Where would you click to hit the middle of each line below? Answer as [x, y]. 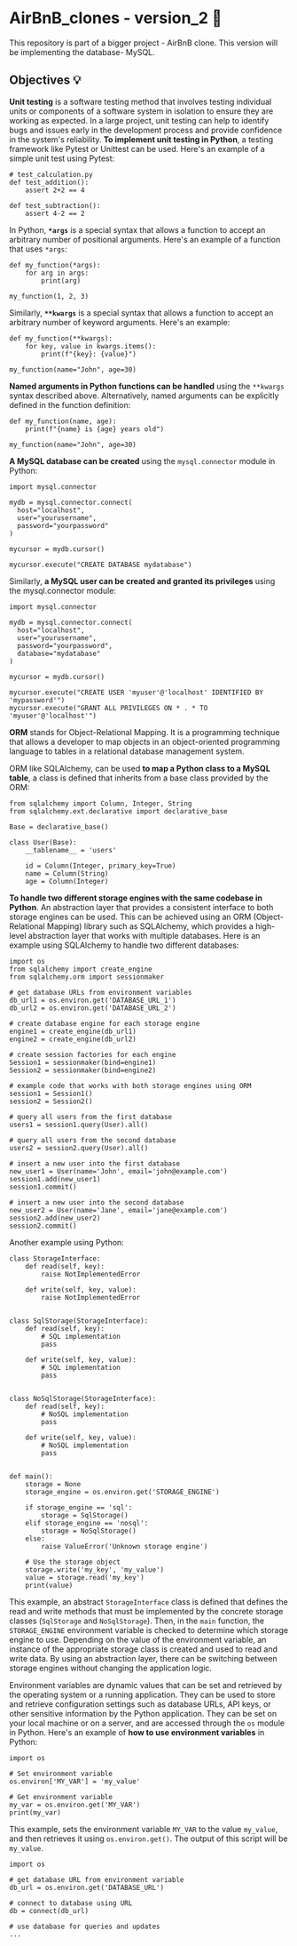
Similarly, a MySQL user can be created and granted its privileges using [142, 581]
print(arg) [61, 280]
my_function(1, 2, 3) [49, 296]
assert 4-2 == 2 [55, 213]
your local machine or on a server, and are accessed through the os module [147, 1723]
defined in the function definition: [70, 404]
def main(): [31, 1476]
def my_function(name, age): [63, 421]
